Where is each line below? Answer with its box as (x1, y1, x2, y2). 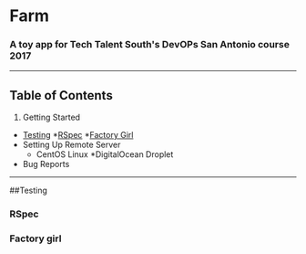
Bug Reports (22, 159, 70, 170)
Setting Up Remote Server (22, 139, 121, 151)
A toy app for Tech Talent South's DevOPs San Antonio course (9, 38, 290, 51)
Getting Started (22, 111, 80, 123)
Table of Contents (9, 88, 114, 103)
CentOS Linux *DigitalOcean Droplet (36, 149, 174, 160)
